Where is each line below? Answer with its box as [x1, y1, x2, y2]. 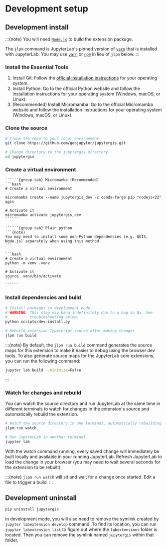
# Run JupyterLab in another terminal [5, 434, 86, 439]
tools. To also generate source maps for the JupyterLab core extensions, [5, 352, 155, 358]
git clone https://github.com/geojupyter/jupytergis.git [5, 140, 126, 145]
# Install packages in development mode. [5, 305, 93, 310]
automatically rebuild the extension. [5, 411, 79, 417]
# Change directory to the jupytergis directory [5, 149, 108, 155]
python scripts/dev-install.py [5, 319, 70, 324]
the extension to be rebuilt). [5, 464, 62, 470]
